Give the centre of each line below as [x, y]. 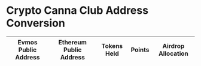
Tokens [112, 46]
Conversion [36, 23]
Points [140, 50]
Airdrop [173, 46]
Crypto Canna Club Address [77, 10]
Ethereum [72, 42]
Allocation [173, 53]
